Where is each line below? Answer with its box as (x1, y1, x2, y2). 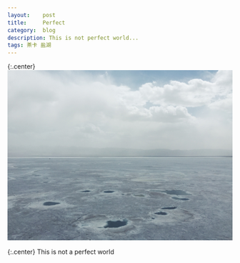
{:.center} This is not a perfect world (7, 247, 114, 256)
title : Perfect (7, 19, 66, 26)
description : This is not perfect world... (7, 34, 139, 41)
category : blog (7, 26, 56, 34)
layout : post (7, 11, 56, 19)
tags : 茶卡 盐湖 (7, 41, 51, 49)
